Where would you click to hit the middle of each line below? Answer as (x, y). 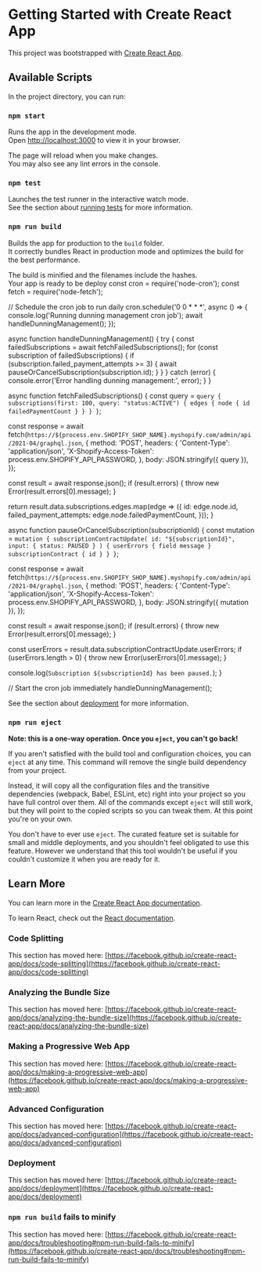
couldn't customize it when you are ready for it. (84, 859)
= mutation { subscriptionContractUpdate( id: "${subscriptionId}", (122, 538)
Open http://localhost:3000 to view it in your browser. (95, 140)
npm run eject (35, 722)
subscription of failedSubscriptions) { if (71, 355)
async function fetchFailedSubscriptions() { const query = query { (115, 395)
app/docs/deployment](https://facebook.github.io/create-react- (111, 1188)
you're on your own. (40, 818)
